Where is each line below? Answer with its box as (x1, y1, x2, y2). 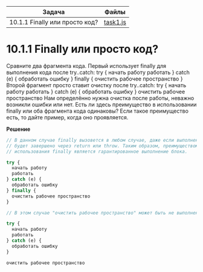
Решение (6, 125, 31, 133)
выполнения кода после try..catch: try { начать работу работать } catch (6, 68, 190, 76)
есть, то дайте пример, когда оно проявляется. (6, 113, 129, 121)
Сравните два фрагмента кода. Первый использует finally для (6, 62, 167, 69)
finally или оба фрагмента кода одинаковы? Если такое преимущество (6, 107, 189, 114)
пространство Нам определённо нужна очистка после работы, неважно (6, 94, 195, 102)
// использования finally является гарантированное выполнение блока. (6, 148, 188, 154)
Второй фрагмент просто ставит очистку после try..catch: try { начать (6, 81, 187, 88)
